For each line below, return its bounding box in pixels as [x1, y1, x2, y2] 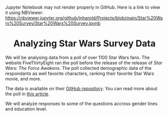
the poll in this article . [5, 90, 50, 97]
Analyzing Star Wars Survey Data [13, 38, 156, 49]
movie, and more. [5, 75, 42, 82]
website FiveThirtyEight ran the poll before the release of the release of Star [5, 60, 162, 66]
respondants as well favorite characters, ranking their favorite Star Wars [5, 70, 154, 76]
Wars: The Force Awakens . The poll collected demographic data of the [5, 65, 152, 71]
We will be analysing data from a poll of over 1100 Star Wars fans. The [5, 54, 150, 60]
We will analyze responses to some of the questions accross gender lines [5, 100, 157, 106]
